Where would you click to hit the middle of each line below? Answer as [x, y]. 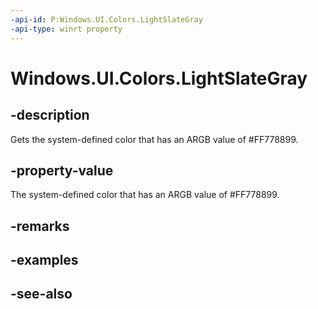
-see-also [41, 294]
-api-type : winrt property [66, 29]
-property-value [62, 170]
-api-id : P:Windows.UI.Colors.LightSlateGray [106, 19]
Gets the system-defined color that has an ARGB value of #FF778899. [154, 139]
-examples [44, 260]
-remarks [40, 226]
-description [50, 115]
